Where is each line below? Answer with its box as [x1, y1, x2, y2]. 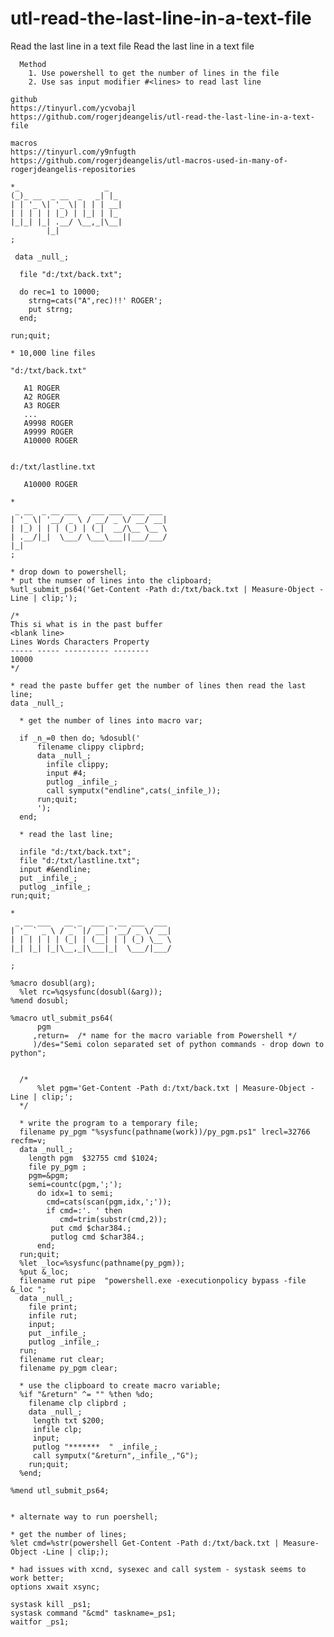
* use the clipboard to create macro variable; [19, 1380, 222, 1391]
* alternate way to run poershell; [10, 1512, 159, 1522]
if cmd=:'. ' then [46, 1205, 123, 1216]
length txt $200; [32, 1415, 105, 1426]
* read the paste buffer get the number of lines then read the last [10, 680, 307, 691]
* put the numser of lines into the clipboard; [10, 575, 213, 586]
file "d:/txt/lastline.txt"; [19, 855, 141, 866]
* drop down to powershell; [10, 567, 128, 577]
